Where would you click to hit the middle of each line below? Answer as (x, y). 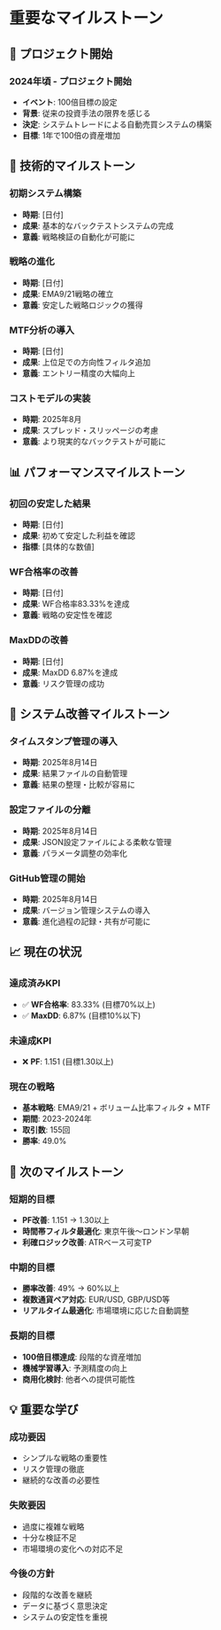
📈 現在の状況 (46, 952)
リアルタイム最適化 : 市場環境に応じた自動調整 (106, 1311)
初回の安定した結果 (50, 504)
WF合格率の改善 (44, 572)
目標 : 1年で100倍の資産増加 (71, 135)
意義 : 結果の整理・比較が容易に (78, 785)
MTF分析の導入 (42, 330)
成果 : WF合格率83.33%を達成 (76, 604)
